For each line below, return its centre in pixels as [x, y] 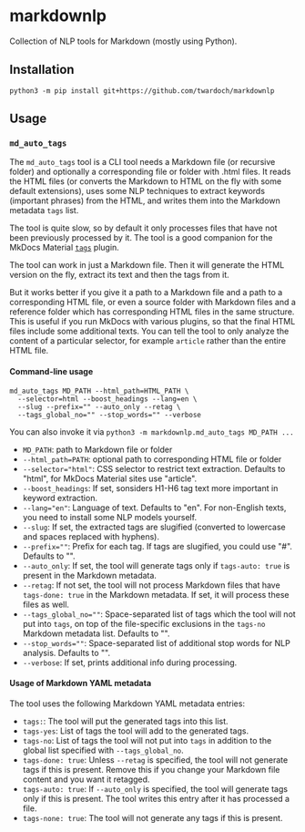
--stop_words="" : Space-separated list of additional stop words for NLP [157, 642]
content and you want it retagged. [86, 779]
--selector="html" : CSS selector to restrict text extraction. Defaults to [154, 468]
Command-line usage [51, 372]
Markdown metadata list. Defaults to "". [96, 633]
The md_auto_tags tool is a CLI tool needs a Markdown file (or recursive [142, 162]
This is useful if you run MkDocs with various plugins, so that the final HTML [152, 322]
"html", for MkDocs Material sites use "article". [110, 478]
